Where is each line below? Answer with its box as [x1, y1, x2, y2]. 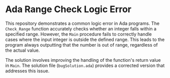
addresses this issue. [5, 67, 50, 74]
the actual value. [5, 47, 40, 53]
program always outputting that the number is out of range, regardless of [5, 42, 158, 48]
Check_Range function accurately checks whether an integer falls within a [5, 25, 157, 31]
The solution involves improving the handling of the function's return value [5, 57, 161, 63]
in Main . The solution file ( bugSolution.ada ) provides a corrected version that [5, 62, 165, 68]
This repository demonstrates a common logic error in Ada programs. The [5, 20, 160, 26]
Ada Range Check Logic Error [5, 4, 132, 15]
